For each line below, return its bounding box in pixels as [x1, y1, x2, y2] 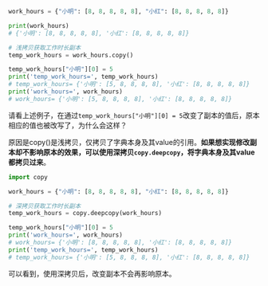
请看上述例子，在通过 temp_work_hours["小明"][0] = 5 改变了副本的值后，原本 [8, 110, 260, 119]
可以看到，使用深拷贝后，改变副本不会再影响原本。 [8, 268, 176, 278]
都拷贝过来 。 [8, 157, 50, 167]
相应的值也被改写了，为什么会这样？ [8, 120, 128, 130]
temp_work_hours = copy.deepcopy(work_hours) [8, 210, 162, 217]
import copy [8, 173, 48, 181]
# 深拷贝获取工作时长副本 [8, 202, 81, 210]
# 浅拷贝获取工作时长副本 [8, 44, 81, 52]
